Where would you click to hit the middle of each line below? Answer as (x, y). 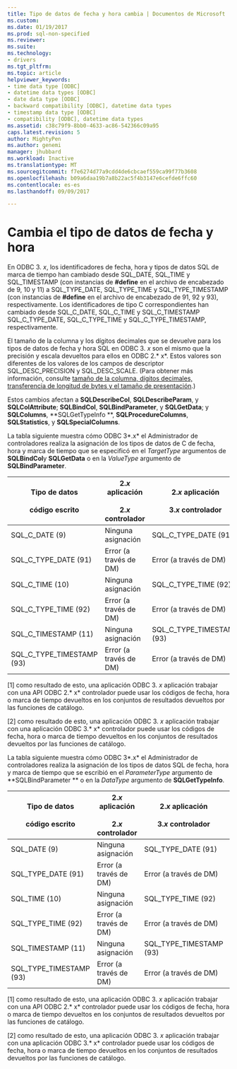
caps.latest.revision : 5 (44, 132)
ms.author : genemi (34, 146)
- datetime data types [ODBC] (52, 93)
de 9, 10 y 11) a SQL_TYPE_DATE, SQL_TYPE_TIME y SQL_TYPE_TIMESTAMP (118, 290)
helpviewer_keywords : (39, 80)
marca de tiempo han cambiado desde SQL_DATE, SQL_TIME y (99, 275)
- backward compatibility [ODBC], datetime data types (90, 106)
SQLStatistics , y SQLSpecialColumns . (64, 422)
